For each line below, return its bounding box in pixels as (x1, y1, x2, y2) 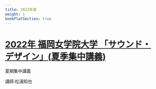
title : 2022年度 (5, 7, 37, 12)
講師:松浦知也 (5, 79, 33, 85)
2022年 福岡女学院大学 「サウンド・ (5, 39, 152, 50)
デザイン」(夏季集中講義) (5, 51, 106, 62)
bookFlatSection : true (5, 16, 51, 21)
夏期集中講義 (5, 68, 31, 74)
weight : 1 (5, 12, 25, 17)
